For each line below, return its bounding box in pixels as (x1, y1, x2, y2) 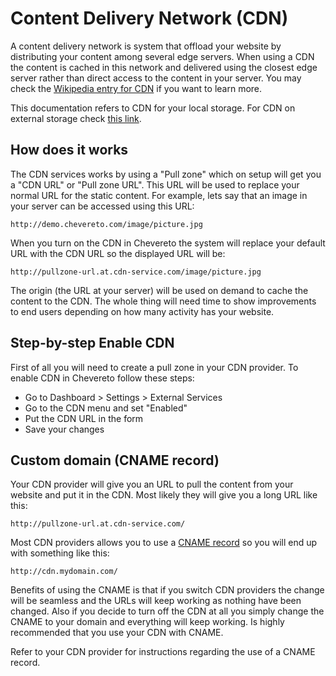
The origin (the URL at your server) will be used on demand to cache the (10, 284, 309, 296)
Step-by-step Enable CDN (10, 335, 175, 352)
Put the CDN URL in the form (24, 412, 144, 424)
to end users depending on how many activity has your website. (10, 305, 275, 317)
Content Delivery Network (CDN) (10, 7, 289, 30)
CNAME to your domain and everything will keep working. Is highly (10, 616, 285, 628)
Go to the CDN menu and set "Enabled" (24, 402, 188, 414)
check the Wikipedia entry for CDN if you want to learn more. (10, 82, 263, 94)
